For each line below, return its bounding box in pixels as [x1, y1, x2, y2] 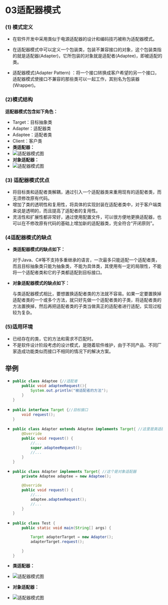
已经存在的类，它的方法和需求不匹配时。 [12, 336, 96, 342]
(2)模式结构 [5, 96, 33, 103]
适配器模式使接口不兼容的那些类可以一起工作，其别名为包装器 [12, 76, 140, 82]
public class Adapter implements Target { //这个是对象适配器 [12, 469, 136, 474]
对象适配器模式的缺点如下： [12, 280, 70, 286]
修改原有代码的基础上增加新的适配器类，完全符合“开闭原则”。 [29, 220, 157, 226]
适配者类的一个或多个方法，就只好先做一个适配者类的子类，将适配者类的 [12, 297, 161, 303]
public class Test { [12, 521, 55, 526]
